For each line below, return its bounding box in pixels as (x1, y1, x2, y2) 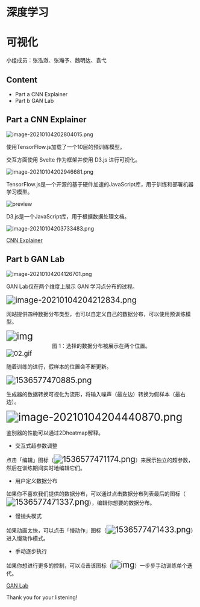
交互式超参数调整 (14, 442, 58, 449)
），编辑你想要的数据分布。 (89, 499, 155, 506)
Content (6, 74, 38, 85)
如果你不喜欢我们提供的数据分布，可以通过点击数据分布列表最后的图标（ (6, 490, 186, 497)
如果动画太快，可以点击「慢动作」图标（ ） (6, 527, 196, 534)
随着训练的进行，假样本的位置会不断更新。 (6, 363, 112, 370)
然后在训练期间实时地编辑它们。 (6, 464, 86, 471)
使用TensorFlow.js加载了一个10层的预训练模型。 (6, 143, 125, 150)
